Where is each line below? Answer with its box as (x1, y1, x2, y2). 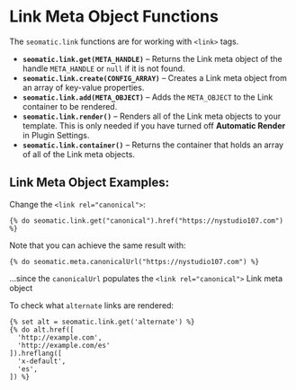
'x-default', (17, 357, 67, 366)
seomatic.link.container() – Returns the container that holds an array (22, 139, 284, 150)
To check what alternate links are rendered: (9, 299, 174, 311)
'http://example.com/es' (17, 341, 111, 350)
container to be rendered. (22, 101, 118, 111)
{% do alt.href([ (9, 325, 75, 334)
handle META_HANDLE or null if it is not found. (22, 63, 185, 74)
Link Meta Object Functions (9, 6, 219, 27)
